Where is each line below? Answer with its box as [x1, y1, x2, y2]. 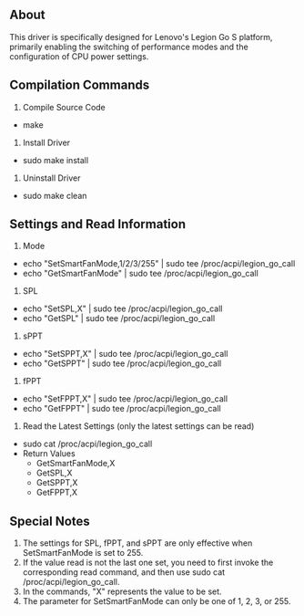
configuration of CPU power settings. [9, 50, 149, 62]
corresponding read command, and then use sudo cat [22, 567, 226, 578]
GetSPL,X [35, 467, 73, 478]
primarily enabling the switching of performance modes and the [9, 41, 248, 52]
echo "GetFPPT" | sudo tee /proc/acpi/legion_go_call [22, 403, 221, 414]
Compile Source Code [22, 101, 106, 112]
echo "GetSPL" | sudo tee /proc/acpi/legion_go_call [22, 313, 216, 324]
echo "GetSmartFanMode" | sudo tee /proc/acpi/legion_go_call [22, 268, 259, 279]
